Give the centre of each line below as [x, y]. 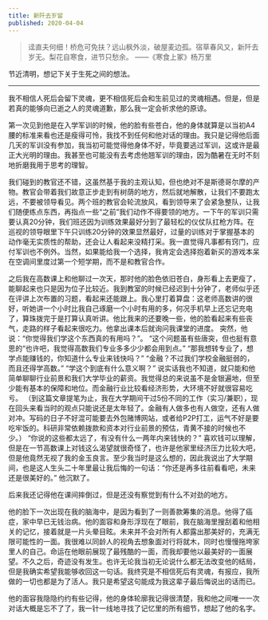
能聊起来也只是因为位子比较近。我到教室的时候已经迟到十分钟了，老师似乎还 [134, 288]
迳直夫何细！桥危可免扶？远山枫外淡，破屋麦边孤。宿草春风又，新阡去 [143, 47]
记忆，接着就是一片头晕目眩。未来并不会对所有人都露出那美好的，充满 [137, 532]
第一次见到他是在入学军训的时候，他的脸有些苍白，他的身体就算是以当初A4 [132, 125]
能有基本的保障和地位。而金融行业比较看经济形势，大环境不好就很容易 [130, 388]
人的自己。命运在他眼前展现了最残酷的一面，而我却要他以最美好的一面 [130, 551]
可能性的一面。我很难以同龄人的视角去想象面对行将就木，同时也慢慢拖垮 [134, 541]
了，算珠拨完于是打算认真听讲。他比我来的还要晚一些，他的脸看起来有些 [127, 318]
